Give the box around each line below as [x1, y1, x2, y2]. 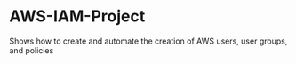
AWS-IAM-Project [9, 6, 146, 27]
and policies [9, 44, 54, 55]
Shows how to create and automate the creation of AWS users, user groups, [9, 36, 288, 46]
